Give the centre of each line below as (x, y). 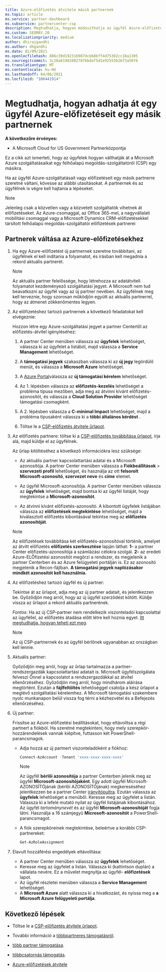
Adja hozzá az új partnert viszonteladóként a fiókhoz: (74, 748)
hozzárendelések (30, 733)
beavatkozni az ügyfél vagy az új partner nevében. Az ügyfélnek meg (83, 291)
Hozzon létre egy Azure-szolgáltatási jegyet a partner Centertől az (80, 326)
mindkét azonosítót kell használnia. (49, 573)
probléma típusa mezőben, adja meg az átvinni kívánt (74, 391)
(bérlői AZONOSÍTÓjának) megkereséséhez (101, 787)
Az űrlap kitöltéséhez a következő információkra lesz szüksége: (77, 451)
